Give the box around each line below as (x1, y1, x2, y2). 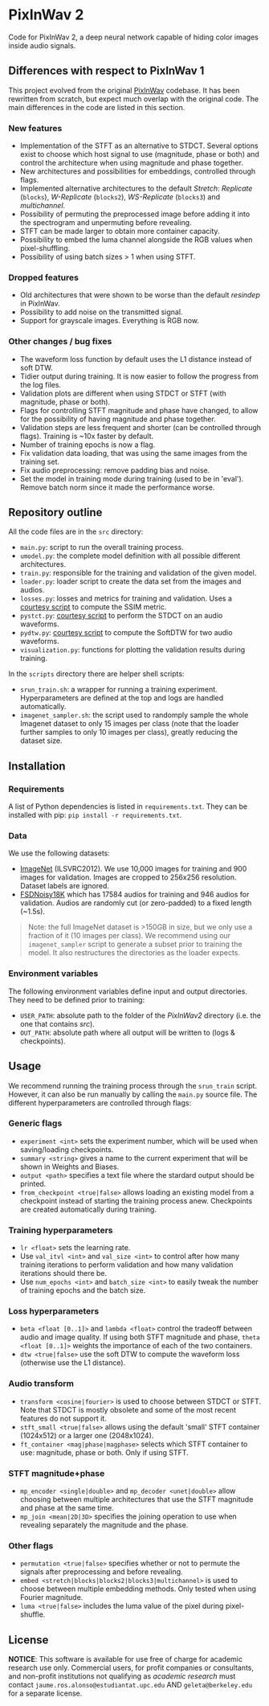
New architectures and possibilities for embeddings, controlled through (19, 166, 256, 176)
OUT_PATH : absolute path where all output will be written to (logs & (19, 1027, 235, 1037)
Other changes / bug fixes (8, 336, 112, 347)
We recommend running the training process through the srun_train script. (8, 1081, 258, 1090)
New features (8, 122, 63, 133)
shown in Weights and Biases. (19, 1162, 120, 1171)
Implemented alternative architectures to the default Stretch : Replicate (19, 183, 253, 194)
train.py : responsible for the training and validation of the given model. (19, 568, 257, 578)
